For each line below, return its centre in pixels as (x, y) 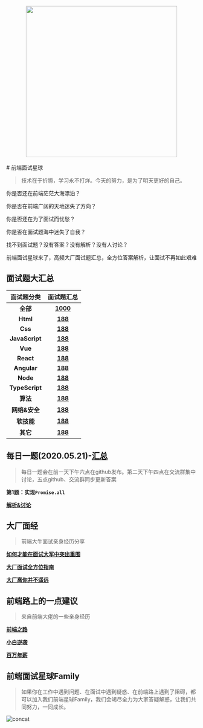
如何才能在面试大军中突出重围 (43, 554)
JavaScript (25, 339)
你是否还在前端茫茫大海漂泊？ (43, 193)
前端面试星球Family (43, 676)
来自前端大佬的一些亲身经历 (56, 617)
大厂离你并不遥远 (27, 580)
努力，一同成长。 (48, 707)
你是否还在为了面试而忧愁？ (41, 219)
